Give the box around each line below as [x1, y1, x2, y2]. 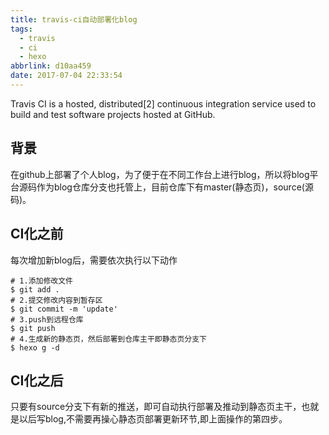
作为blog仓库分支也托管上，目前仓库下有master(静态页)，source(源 [36, 181, 314, 193]
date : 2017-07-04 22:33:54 [10, 71, 123, 81]
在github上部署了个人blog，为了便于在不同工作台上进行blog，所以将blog [10, 168, 310, 180]
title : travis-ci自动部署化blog [10, 14, 138, 25]
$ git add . [10, 284, 60, 295]
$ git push [10, 323, 56, 333]
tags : [10, 24, 33, 34]
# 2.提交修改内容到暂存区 [10, 295, 103, 305]
